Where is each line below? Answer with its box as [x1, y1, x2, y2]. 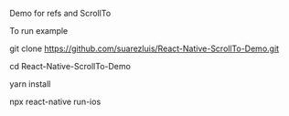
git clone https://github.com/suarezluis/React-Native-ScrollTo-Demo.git [9, 43, 280, 54]
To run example [9, 26, 69, 36]
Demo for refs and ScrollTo [9, 8, 112, 18]
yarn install [9, 79, 51, 90]
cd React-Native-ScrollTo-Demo [9, 61, 131, 71]
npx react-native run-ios [9, 96, 102, 107]
